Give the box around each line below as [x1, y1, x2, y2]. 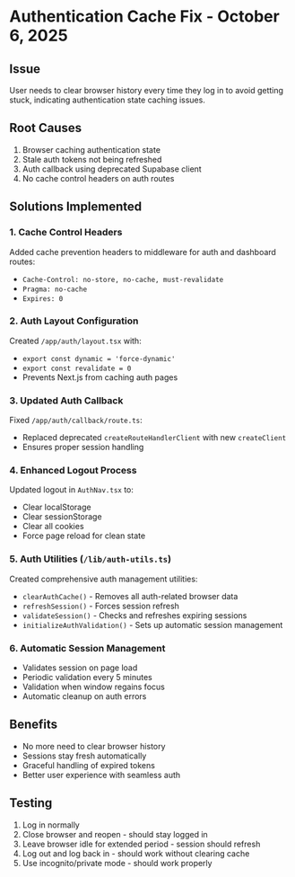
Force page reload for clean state [22, 530, 146, 541]
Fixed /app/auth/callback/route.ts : [9, 415, 143, 426]
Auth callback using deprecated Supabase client [22, 164, 202, 174]
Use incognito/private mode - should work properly [22, 857, 213, 868]
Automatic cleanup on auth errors [22, 690, 147, 702]
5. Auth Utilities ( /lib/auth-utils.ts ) [9, 553, 172, 565]
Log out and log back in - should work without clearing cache [22, 847, 250, 859]
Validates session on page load [22, 662, 138, 673]
